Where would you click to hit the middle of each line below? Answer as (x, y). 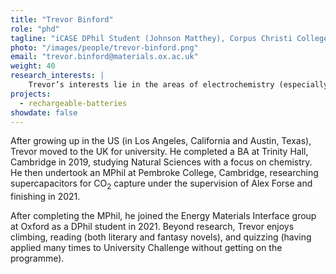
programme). (37, 258)
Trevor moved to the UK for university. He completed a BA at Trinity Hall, (159, 152)
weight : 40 (33, 66)
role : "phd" (35, 29)
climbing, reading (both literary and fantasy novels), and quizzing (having (161, 237)
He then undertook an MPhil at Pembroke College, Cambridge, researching (164, 173)
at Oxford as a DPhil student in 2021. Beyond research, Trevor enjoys (152, 227)
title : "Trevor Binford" (62, 19)
